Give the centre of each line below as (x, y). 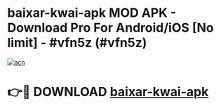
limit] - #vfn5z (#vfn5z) (77, 43)
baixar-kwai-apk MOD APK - (92, 13)
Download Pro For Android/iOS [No (110, 28)
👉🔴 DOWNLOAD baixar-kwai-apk (108, 92)
